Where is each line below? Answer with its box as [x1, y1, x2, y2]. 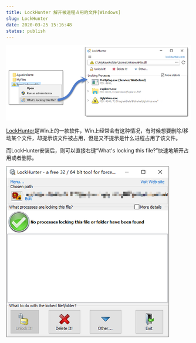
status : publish [6, 28, 46, 34]
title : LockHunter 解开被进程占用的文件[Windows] [6, 9, 121, 15]
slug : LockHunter [6, 15, 49, 22]
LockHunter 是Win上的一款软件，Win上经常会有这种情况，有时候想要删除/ [6, 127, 184, 134]
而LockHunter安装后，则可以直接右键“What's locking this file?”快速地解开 [6, 147, 184, 154]
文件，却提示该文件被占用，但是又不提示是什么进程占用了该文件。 [21, 135, 181, 141]
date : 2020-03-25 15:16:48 [6, 22, 72, 28]
